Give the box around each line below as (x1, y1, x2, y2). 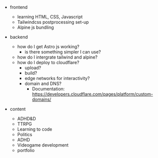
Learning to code (17, 126, 53, 132)
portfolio (17, 148, 35, 153)
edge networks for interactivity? (24, 76, 90, 81)
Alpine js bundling (17, 24, 54, 30)
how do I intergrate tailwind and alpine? (17, 54, 98, 60)
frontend (9, 4, 28, 10)
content (9, 106, 26, 112)
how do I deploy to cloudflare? (17, 60, 79, 65)
